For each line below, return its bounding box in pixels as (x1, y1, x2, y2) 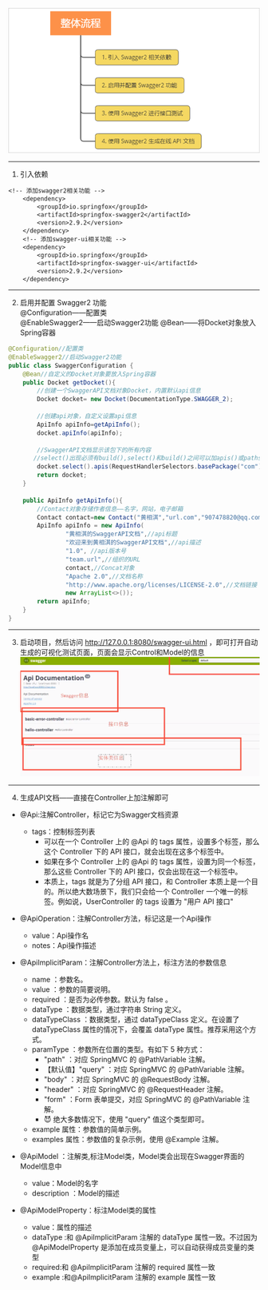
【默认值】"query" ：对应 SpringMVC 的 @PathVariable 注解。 (43, 1064, 249, 1074)
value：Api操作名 (31, 930, 89, 940)
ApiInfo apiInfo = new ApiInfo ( (37, 522, 145, 530)
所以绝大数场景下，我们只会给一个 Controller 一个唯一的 (57, 886, 242, 896)
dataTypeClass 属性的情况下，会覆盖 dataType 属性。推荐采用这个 (31, 1024, 250, 1034)
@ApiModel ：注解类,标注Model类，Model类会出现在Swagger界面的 (19, 1151, 245, 1161)
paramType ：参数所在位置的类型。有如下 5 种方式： (31, 1044, 205, 1054)
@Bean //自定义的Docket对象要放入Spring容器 (22, 370, 156, 378)
